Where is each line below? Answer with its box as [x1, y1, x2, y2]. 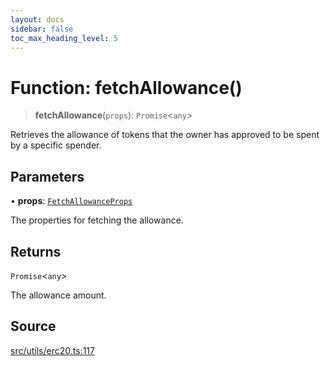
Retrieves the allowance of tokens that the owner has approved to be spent [10, 129, 320, 141]
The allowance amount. [10, 289, 107, 301]
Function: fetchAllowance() [10, 76, 243, 99]
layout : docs [10, 14, 65, 25]
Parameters [10, 168, 85, 185]
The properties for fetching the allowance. [10, 214, 184, 226]
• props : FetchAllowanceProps [10, 195, 133, 207]
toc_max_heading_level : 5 [10, 33, 118, 43]
